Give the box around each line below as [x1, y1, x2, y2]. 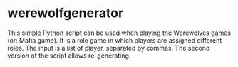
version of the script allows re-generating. [7, 51, 131, 60]
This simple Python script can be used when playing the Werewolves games [7, 29, 232, 37]
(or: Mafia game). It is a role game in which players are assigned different [7, 36, 222, 44]
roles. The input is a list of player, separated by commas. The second [7, 43, 210, 52]
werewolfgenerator [7, 5, 124, 21]
